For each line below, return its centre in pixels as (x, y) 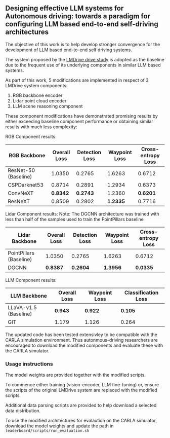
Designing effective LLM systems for (65, 8)
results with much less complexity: (41, 127)
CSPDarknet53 (26, 185)
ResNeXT (19, 201)
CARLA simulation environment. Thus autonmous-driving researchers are (81, 340)
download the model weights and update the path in (59, 426)
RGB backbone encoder (37, 95)
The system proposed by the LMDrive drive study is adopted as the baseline (85, 59)
